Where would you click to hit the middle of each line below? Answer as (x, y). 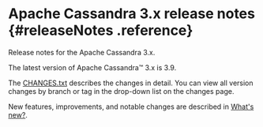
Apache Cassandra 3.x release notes (131, 14)
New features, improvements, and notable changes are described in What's (131, 106)
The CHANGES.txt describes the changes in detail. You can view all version (131, 83)
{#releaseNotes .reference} (101, 30)
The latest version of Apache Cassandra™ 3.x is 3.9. (92, 67)
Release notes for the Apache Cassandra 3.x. (82, 52)
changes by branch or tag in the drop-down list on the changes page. (121, 91)
